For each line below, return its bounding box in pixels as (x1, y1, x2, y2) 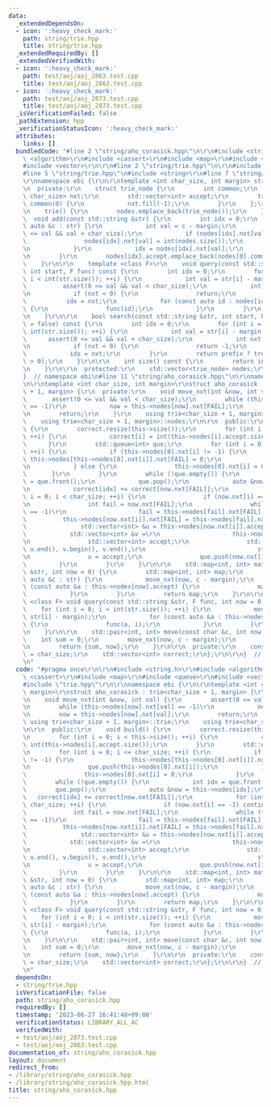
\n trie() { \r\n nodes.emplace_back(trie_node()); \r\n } (23, 207, 265, 215)
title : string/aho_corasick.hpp (8, 1086, 117, 1094)
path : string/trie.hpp (23, 34, 99, 43)
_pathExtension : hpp (15, 117, 85, 125)
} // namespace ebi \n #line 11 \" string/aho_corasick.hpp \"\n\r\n (23, 373, 251, 381)
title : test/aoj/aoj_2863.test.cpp (23, 79, 143, 87)
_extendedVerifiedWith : (15, 57, 95, 65)
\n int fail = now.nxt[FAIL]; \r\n (23, 500, 194, 508)
